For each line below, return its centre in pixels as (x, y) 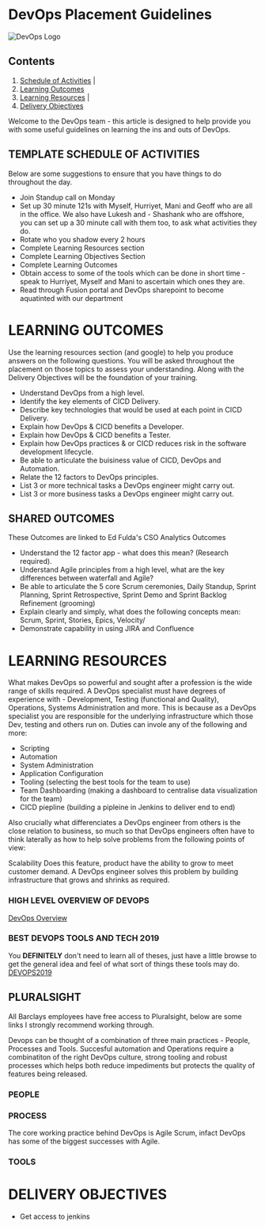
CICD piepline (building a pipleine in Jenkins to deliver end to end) (127, 807)
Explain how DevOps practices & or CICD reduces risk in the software (133, 443)
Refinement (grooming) (57, 603)
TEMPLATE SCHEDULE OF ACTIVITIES (104, 155)
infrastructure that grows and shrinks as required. (89, 880)
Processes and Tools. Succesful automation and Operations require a (121, 1048)
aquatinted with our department (71, 298)
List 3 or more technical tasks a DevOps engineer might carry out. (127, 485)
